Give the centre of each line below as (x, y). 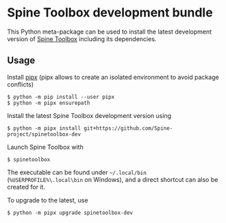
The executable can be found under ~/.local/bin (77, 172)
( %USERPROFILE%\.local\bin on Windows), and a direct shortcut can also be (113, 179)
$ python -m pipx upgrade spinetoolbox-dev (70, 213)
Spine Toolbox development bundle (110, 13)
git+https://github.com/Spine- (128, 128)
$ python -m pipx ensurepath (49, 103)
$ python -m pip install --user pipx (61, 97)
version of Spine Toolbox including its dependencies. (82, 38)
